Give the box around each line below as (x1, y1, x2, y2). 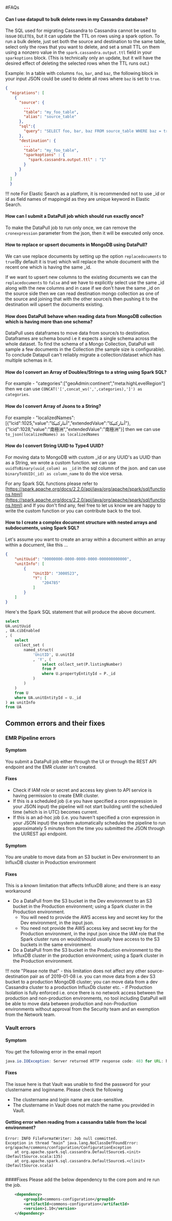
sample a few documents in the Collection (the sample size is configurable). (5, 346, 165, 352)
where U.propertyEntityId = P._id (41, 671, 116, 677)
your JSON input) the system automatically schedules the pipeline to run (12, 819, 166, 826)
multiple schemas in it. (5, 357, 53, 364)
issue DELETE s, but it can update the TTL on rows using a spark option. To (5, 33, 160, 39)
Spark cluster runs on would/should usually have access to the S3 (20, 936, 160, 942)
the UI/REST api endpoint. (12, 831, 68, 837)
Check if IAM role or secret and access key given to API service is (12, 787, 152, 793)
